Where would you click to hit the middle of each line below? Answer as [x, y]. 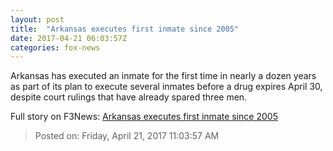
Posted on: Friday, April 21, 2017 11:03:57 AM [127, 136]
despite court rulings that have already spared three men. [129, 97]
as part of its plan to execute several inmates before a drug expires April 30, [166, 87]
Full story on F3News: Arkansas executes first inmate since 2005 [144, 117]
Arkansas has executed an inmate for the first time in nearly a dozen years [163, 76]
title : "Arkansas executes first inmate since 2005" [125, 29]
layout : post [37, 19]
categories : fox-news [55, 47]
